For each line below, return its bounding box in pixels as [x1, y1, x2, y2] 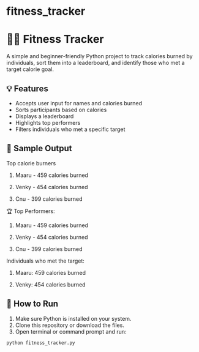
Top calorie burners [6, 159, 56, 167]
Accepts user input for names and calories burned [15, 99, 143, 107]
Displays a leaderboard [15, 112, 74, 120]
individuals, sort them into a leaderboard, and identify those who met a [6, 59, 185, 67]
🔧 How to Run [6, 299, 59, 309]
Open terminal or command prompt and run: [15, 328, 127, 335]
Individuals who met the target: [6, 257, 84, 264]
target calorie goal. [6, 66, 54, 73]
